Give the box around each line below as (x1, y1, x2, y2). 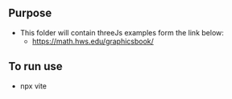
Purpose (8, 6, 52, 20)
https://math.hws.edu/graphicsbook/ (31, 36, 155, 46)
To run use (8, 60, 63, 73)
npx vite (19, 80, 47, 91)
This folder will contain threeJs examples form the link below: (19, 27, 224, 37)
